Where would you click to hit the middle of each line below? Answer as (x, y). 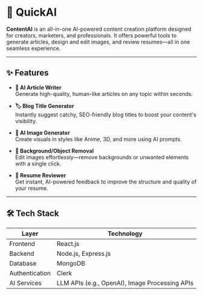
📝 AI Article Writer (38, 87)
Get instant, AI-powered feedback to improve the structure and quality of (106, 182)
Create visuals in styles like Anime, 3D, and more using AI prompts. (98, 139)
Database (23, 263)
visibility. (26, 121)
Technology (125, 233)
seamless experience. (34, 48)
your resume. (31, 188)
